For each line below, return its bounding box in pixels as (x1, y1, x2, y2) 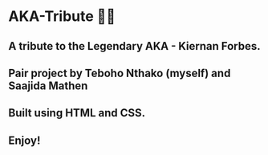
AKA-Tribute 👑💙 (8, 7, 116, 26)
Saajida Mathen (8, 79, 88, 92)
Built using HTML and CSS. (8, 106, 146, 120)
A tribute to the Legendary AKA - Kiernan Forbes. (8, 39, 261, 53)
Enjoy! (8, 133, 41, 147)
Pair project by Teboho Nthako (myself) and (8, 66, 231, 80)
